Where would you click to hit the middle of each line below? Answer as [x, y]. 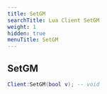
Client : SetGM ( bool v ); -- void [53, 84]
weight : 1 [22, 27]
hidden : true [27, 33]
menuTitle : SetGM [33, 40]
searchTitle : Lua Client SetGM [53, 20]
